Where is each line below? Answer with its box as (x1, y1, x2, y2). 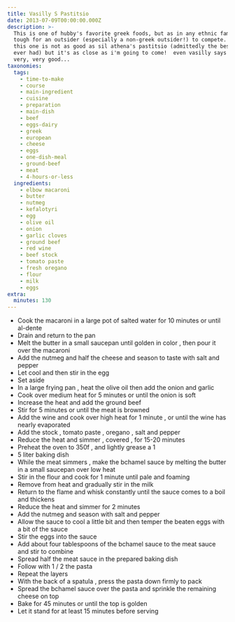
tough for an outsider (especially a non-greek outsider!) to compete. (13, 36, 227, 43)
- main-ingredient (20, 88, 73, 95)
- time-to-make (20, 75, 64, 83)
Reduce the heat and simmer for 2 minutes (17, 503, 141, 511)
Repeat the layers (17, 569, 69, 579)
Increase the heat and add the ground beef (17, 398, 142, 407)
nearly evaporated (17, 421, 71, 429)
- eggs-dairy (20, 121, 58, 128)
